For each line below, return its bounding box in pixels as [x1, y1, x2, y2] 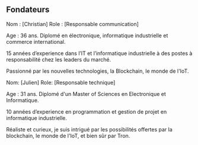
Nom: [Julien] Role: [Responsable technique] [6, 79, 116, 86]
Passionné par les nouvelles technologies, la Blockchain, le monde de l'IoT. [6, 67, 189, 75]
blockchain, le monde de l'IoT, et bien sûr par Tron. [6, 132, 130, 139]
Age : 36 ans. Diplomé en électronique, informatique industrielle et [6, 32, 168, 39]
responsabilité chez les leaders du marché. [6, 56, 111, 63]
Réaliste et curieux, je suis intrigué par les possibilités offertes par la [6, 125, 173, 133]
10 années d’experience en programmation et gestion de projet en [6, 108, 167, 115]
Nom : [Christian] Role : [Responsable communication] [6, 20, 139, 27]
